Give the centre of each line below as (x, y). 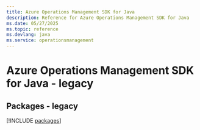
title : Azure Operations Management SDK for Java (71, 12)
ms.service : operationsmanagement (50, 40)
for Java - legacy (50, 84)
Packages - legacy (42, 106)
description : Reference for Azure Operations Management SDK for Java (98, 18)
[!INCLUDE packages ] (34, 121)
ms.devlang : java (28, 35)
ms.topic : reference (33, 29)
